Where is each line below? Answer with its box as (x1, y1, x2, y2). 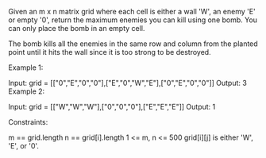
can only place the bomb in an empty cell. (8, 24, 145, 33)
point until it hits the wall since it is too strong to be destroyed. (8, 48, 212, 56)
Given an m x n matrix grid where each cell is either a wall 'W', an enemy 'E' (8, 7, 256, 16)
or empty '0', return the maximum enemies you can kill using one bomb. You (8, 15, 258, 25)
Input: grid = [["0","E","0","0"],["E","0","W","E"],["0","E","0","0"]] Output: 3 (8, 79, 248, 87)
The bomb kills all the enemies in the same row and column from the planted (8, 39, 258, 48)
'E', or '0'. (8, 141, 40, 150)
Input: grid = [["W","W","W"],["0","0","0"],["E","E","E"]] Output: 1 (8, 102, 216, 111)
